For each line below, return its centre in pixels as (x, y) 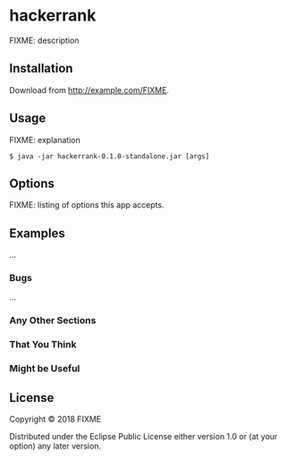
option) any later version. (55, 446)
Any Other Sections (53, 320)
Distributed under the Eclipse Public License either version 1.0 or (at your (143, 437)
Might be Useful (45, 369)
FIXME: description (44, 40)
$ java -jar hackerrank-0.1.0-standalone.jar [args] (110, 156)
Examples (37, 233)
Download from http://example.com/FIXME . (89, 89)
